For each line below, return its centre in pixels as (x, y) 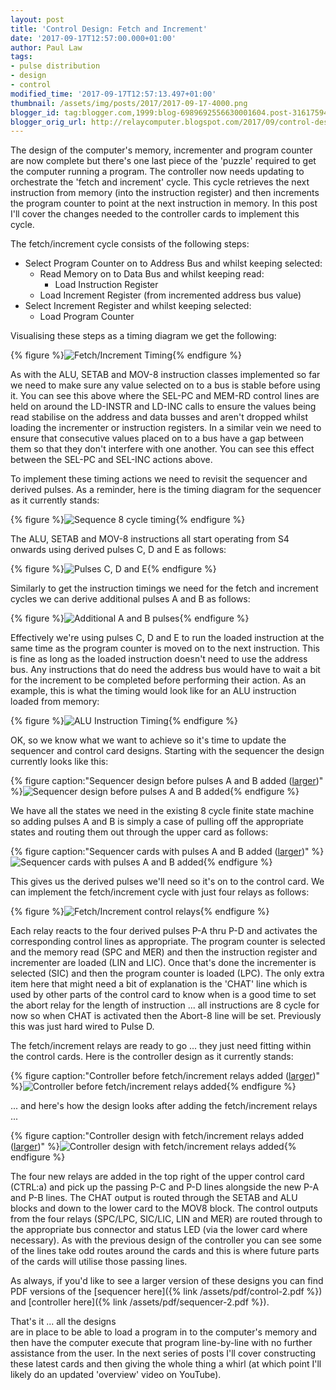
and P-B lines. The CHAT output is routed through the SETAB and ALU (154, 1198)
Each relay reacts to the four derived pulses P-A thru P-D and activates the (164, 931)
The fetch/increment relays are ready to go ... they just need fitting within (161, 1046)
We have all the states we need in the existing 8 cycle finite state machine (162, 811)
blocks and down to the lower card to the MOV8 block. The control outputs (164, 1208)
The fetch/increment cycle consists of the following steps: (130, 244)
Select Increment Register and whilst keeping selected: (138, 306)
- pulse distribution (55, 66)
